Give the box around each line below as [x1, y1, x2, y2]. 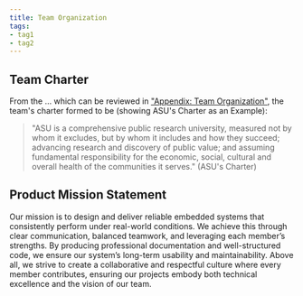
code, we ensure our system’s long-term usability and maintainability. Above [9, 249, 294, 260]
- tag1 [9, 30, 34, 39]
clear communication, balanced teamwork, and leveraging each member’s [9, 230, 286, 241]
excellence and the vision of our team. [9, 278, 152, 289]
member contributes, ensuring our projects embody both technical [9, 268, 258, 280]
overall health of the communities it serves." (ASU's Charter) [31, 162, 258, 172]
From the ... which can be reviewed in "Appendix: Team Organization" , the [9, 96, 285, 106]
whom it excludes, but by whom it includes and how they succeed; [31, 133, 280, 143]
